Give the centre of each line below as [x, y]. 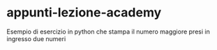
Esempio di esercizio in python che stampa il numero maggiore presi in [108, 32]
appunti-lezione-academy [84, 13]
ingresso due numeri [36, 38]
